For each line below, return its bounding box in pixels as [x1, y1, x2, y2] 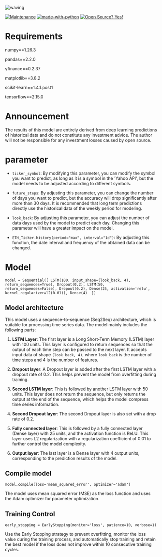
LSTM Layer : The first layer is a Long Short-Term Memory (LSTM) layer [12, 336, 155, 342]
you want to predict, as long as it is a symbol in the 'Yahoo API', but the [12, 175, 154, 181]
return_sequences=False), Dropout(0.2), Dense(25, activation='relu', [5, 286, 150, 291]
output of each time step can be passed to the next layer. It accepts [12, 347, 147, 352]
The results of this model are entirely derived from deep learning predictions [5, 127, 157, 133]
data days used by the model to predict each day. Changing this [12, 220, 140, 225]
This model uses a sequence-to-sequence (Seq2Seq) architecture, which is [5, 317, 156, 322]
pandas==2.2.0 [5, 56, 36, 62]
